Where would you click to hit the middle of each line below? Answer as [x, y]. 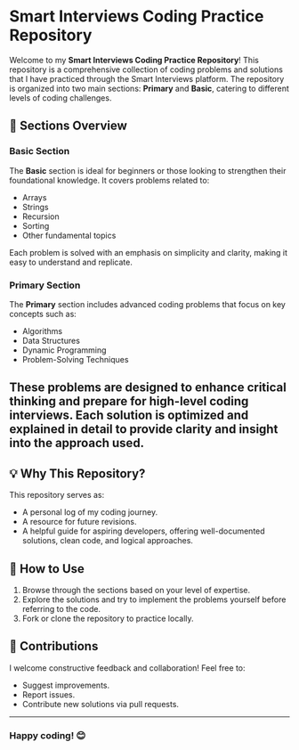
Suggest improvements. [66, 685]
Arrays [34, 197]
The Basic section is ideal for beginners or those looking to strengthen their [148, 170]
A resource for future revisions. [79, 522]
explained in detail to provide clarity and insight [144, 429]
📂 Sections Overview [68, 126]
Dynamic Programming [64, 350]
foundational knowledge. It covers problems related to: [109, 180]
